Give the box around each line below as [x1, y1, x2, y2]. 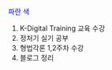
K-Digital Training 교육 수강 [19, 24, 106, 33]
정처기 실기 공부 [19, 34, 69, 42]
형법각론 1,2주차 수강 [19, 43, 84, 53]
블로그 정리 [19, 53, 54, 62]
